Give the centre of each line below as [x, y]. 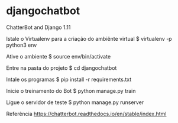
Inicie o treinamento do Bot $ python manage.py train [71, 90]
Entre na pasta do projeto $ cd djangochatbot [62, 68]
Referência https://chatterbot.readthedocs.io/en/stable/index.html [86, 114]
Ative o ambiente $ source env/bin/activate [59, 56]
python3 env [22, 45]
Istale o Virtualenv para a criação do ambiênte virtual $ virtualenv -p [89, 38]
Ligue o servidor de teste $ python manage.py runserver [75, 102]
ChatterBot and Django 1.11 [38, 27]
